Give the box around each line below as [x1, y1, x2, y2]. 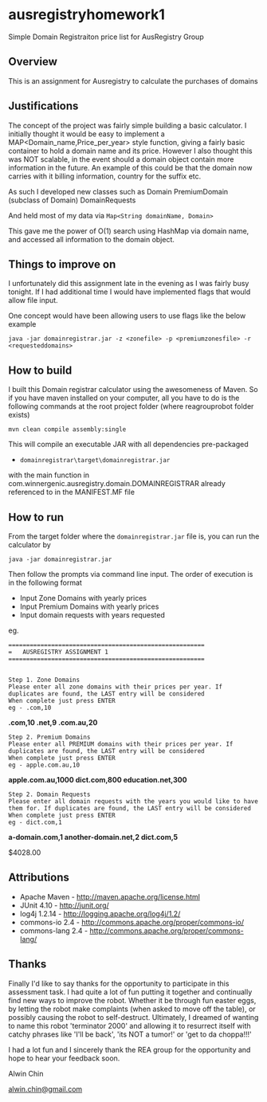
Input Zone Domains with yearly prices [19, 594, 147, 602]
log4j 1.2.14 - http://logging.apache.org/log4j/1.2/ [19, 908, 181, 918]
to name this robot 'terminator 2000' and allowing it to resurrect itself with [8, 1021, 251, 1030]
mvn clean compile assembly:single [8, 426, 127, 433]
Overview [8, 55, 58, 69]
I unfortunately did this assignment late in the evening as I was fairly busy [8, 279, 249, 288]
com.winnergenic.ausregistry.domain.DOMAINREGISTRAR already [8, 479, 226, 488]
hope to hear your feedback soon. [8, 1053, 120, 1063]
